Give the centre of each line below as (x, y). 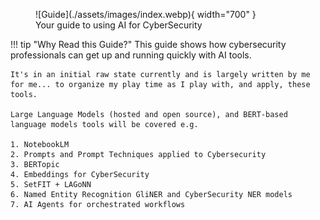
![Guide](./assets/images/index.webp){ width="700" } (146, 14)
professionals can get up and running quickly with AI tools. (131, 55)
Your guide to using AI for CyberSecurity (119, 25)
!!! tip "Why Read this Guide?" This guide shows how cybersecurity (148, 44)
